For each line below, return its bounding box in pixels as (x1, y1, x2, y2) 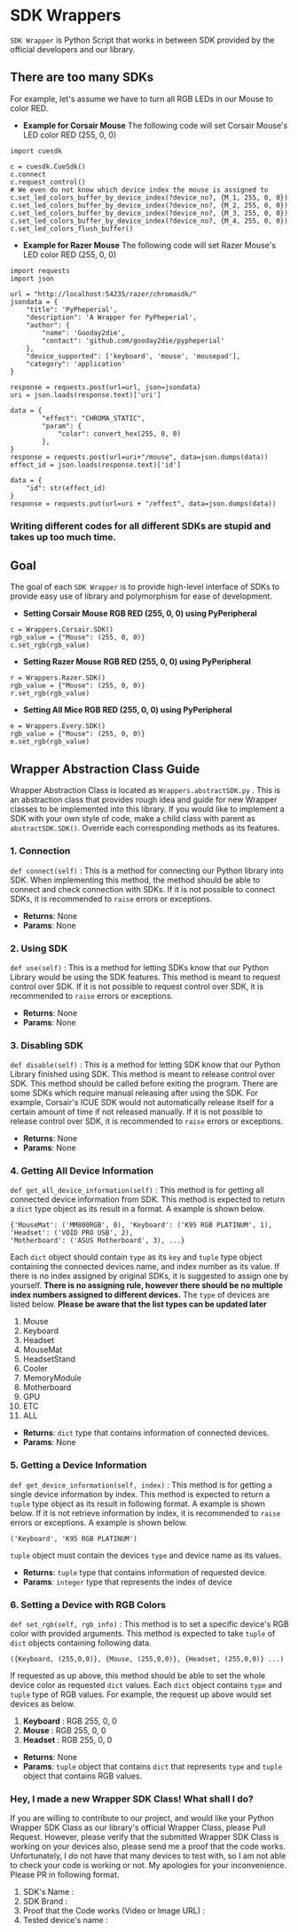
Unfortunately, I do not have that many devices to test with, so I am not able (10, 1850, 286, 1861)
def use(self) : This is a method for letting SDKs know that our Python (10, 962, 269, 972)
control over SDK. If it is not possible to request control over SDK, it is (10, 981, 264, 992)
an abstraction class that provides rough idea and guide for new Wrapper (10, 795, 278, 805)
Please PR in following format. (10, 1869, 120, 1881)
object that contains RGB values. (22, 1771, 143, 1781)
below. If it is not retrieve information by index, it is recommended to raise (10, 1507, 281, 1518)
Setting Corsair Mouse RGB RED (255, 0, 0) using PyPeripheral (22, 609, 258, 619)
